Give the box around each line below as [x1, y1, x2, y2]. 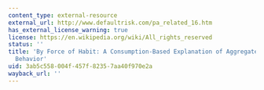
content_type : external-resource [8, 11, 118, 20]
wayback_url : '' [8, 70, 61, 77]
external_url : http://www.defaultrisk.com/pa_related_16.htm [8, 19, 213, 27]
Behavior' [15, 56, 47, 63]
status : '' [8, 41, 44, 49]
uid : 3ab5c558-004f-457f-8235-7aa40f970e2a [8, 63, 153, 70]
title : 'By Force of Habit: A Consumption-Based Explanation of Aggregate [8, 48, 258, 56]
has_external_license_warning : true [8, 26, 128, 34]
